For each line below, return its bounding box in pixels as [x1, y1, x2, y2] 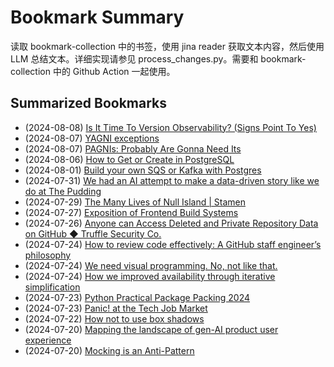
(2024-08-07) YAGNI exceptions [24, 132, 160, 144]
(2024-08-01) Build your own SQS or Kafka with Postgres [24, 164, 262, 176]
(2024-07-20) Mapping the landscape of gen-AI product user [24, 323, 279, 335]
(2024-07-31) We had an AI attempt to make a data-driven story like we [24, 174, 320, 186]
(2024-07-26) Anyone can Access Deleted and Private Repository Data [24, 217, 319, 229]
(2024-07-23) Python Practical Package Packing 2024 [24, 291, 251, 303]
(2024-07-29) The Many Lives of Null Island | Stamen [24, 196, 247, 208]
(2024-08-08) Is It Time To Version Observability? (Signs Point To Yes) [24, 121, 317, 133]
